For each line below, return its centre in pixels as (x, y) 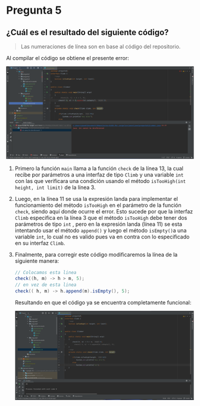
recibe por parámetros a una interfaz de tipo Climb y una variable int (99, 174)
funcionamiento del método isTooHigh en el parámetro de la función (98, 205)
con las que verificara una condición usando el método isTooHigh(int (100, 181)
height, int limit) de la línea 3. (55, 187)
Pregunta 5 (34, 10)
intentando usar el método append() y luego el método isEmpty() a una (101, 230)
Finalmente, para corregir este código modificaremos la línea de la (96, 254)
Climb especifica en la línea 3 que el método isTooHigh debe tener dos (101, 218)
